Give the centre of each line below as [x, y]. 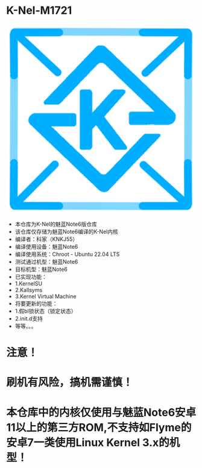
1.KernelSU [29, 283]
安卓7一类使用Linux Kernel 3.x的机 [93, 442]
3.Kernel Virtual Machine [46, 296]
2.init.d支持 [29, 318]
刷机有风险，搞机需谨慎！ [70, 382]
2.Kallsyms [29, 290]
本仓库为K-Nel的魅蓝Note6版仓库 [56, 224]
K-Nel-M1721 [39, 11]
